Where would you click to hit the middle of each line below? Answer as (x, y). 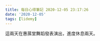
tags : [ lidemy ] (21, 19)
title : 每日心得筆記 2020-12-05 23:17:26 (47, 10)
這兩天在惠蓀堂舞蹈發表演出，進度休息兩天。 (52, 34)
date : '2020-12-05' (26, 14)
